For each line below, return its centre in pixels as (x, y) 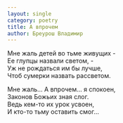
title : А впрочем (33, 27)
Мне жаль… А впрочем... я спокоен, (61, 89)
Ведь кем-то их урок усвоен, (51, 104)
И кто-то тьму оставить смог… (53, 112)
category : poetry (33, 20)
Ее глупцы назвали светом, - (50, 61)
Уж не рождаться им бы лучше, (55, 68)
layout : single (30, 14)
